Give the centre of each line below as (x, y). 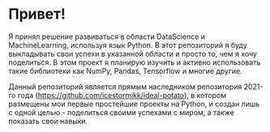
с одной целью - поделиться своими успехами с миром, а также (122, 112)
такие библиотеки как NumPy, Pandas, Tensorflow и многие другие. (125, 70)
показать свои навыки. (48, 121)
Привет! (37, 14)
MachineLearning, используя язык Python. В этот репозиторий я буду (128, 45)
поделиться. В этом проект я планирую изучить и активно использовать (135, 62)
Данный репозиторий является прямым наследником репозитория (125, 87)
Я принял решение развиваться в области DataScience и (107, 36)
